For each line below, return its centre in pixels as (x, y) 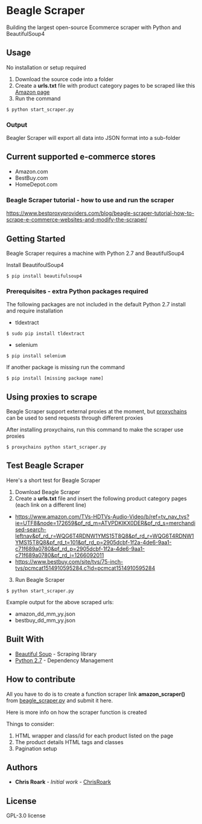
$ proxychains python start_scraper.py (56, 447)
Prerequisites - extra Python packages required (77, 291)
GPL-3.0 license (26, 816)
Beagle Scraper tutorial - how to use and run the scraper (90, 200)
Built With (25, 639)
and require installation (35, 311)
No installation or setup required (46, 67)
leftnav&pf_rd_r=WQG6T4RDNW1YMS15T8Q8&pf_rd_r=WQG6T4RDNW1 (104, 536)
